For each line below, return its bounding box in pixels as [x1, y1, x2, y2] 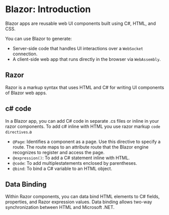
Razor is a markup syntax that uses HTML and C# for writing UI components [5, 84, 164, 90]
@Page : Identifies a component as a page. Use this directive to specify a [12, 138, 161, 145]
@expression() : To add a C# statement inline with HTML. [12, 155, 130, 161]
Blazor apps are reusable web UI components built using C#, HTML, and [5, 20, 156, 26]
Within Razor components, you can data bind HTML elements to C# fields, [5, 194, 160, 200]
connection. [12, 51, 38, 57]
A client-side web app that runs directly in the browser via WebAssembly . [12, 56, 161, 62]
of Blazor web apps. [5, 90, 47, 96]
